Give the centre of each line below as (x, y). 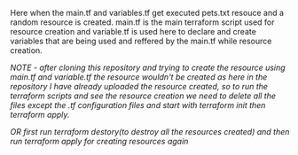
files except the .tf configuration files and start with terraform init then (138, 105)
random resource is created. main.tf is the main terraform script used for (142, 22)
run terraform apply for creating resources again (99, 141)
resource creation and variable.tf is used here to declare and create (133, 31)
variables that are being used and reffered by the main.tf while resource (141, 41)
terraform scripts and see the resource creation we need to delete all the (143, 96)
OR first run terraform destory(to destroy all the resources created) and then (150, 132)
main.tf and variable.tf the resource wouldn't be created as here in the (139, 77)
